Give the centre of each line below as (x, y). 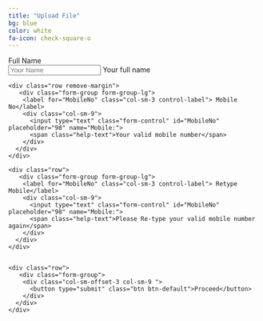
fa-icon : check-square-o (50, 38)
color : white (30, 30)
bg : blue (23, 23)
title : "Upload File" (44, 16)
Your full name (126, 70)
